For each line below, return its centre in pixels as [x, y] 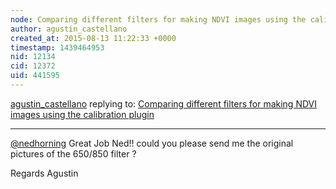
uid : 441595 [35, 76]
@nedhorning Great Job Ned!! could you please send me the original [152, 143]
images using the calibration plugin [82, 114]
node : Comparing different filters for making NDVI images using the [158, 19]
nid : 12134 [33, 57]
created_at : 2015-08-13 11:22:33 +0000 [93, 38]
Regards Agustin [44, 173]
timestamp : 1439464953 [57, 47]
